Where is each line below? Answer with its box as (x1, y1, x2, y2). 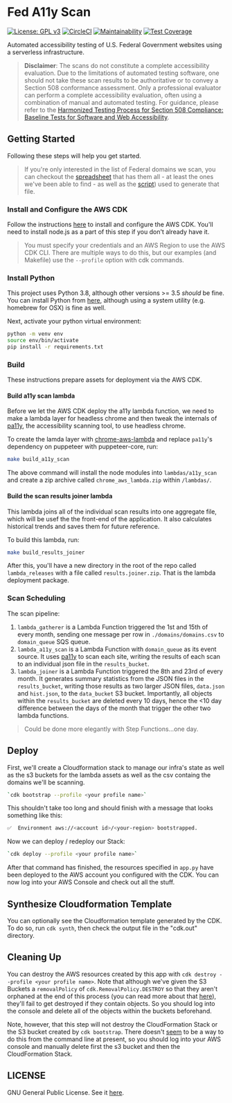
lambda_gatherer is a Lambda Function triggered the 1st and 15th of (17, 623, 208, 631)
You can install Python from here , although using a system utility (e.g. (7, 296, 206, 305)
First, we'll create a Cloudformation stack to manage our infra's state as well (7, 763, 225, 771)
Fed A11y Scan (7, 4, 91, 20)
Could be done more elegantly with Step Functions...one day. (24, 725, 199, 733)
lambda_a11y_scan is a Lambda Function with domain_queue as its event (17, 645, 217, 653)
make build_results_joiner (7, 549, 85, 556)
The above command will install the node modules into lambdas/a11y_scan (7, 469, 217, 477)
